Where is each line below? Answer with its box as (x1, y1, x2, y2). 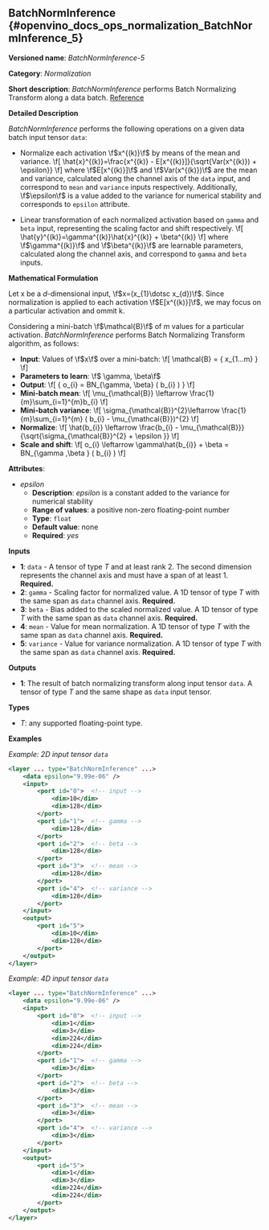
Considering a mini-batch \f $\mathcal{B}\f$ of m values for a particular (8, 321, 245, 331)
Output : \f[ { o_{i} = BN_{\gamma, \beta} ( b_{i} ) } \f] (19, 380, 195, 389)
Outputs (8, 663, 37, 673)
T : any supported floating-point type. (19, 718, 143, 727)
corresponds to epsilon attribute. (19, 199, 130, 208)
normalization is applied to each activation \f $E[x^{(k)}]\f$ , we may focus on (8, 297, 262, 306)
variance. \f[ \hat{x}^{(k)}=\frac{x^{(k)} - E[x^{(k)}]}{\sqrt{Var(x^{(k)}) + (19, 156, 257, 166)
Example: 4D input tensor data (8, 973, 109, 984)
